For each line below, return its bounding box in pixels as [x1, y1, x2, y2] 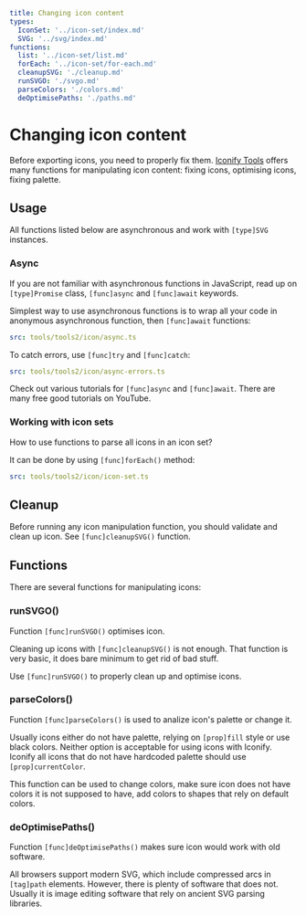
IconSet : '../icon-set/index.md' [17, 26, 145, 35]
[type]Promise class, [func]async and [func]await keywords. [9, 288, 239, 299]
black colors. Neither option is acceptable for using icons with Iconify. [9, 741, 272, 753]
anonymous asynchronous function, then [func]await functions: [9, 315, 251, 326]
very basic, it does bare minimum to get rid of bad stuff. [9, 653, 219, 664]
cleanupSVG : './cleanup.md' [17, 68, 125, 78]
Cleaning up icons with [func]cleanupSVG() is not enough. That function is [9, 643, 289, 654]
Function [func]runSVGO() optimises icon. [9, 626, 165, 637]
